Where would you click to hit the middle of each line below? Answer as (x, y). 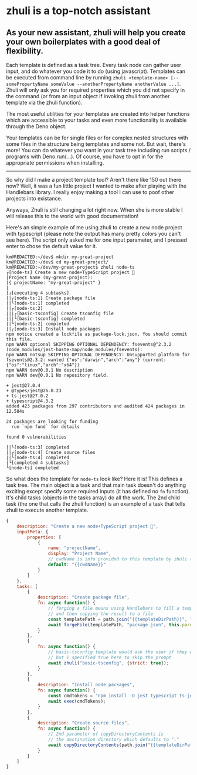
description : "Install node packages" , (86, 685)
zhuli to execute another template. (47, 510)
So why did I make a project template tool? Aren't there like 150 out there (94, 180)
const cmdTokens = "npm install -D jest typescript (112, 696)
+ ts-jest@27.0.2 (27, 396)
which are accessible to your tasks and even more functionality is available (96, 120)
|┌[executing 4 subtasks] (38, 293)
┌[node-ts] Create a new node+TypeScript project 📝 (70, 272)
